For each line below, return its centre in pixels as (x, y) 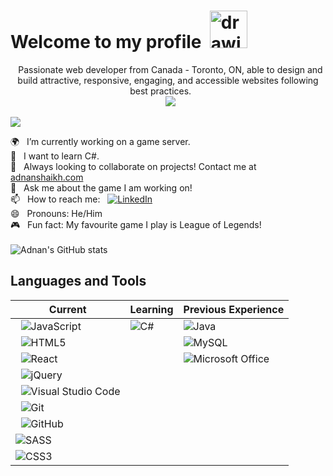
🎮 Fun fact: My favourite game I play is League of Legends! (136, 224)
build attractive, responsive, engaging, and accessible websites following (168, 80)
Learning (151, 309)
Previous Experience (234, 309)
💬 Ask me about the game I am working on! (101, 187)
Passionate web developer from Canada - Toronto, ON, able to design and (170, 69)
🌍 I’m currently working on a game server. (100, 141)
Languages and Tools (78, 281)
